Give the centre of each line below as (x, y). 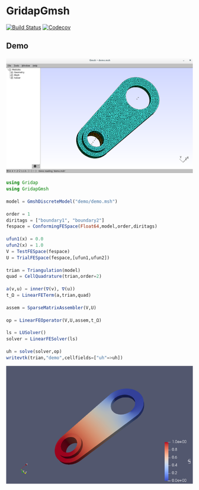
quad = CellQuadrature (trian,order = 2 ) (54, 277)
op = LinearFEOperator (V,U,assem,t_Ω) (54, 320)
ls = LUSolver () (26, 333)
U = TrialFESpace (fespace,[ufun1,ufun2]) (58, 258)
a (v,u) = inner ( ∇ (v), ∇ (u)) (41, 289)
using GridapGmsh (28, 189)
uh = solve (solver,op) (34, 351)
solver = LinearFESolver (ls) (42, 339)
